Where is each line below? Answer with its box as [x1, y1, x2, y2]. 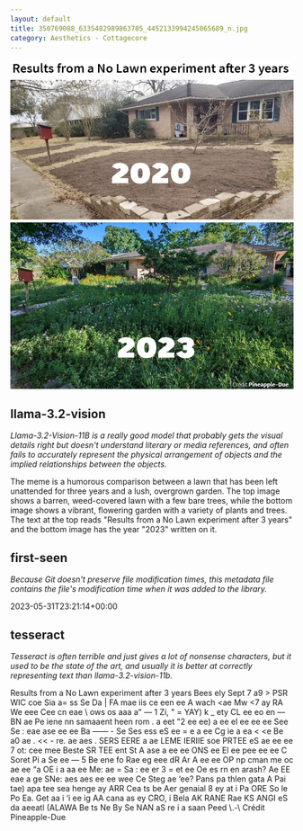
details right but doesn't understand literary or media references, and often [10, 440, 290, 451]
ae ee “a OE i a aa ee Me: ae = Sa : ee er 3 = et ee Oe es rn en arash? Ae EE [10, 764, 291, 774]
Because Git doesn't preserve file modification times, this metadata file [10, 574, 274, 585]
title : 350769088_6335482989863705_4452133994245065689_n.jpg [10, 23, 248, 33]
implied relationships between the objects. [10, 459, 167, 469]
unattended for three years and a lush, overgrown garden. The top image [10, 486, 281, 496]
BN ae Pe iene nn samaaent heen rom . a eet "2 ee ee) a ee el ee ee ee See [10, 716, 289, 727]
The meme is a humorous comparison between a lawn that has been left [10, 477, 278, 487]
